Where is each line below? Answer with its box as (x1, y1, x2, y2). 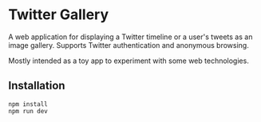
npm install (8, 100, 48, 108)
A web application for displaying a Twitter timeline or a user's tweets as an (8, 32, 253, 41)
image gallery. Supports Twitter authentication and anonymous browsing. (8, 40, 249, 49)
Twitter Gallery (8, 6, 109, 24)
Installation (8, 79, 65, 92)
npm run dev (8, 107, 48, 115)
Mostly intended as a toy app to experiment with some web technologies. (8, 56, 249, 65)
